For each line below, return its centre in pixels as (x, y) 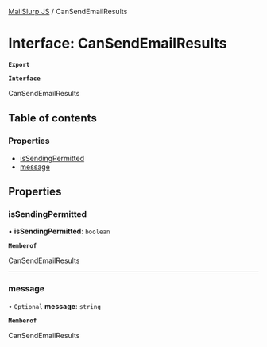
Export (19, 64)
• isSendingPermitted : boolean (59, 231)
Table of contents (52, 118)
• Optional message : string (55, 306)
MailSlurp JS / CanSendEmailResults (68, 12)
